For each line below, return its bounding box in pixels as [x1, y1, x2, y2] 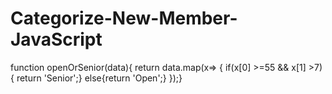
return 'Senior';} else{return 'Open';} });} [16, 72, 183, 84]
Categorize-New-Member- [10, 7, 238, 30]
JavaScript [10, 28, 103, 51]
